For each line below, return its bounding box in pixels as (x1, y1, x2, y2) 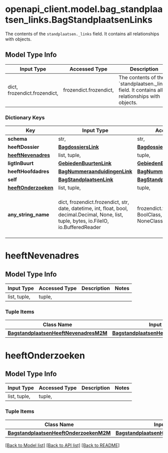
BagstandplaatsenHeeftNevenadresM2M (7, 330, 107, 337)
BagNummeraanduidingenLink (58, 168, 132, 175)
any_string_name (7, 211, 49, 218)
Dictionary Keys (5, 114, 45, 121)
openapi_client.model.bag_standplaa (5, 4, 163, 15)
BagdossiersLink (58, 144, 99, 151)
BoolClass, (137, 211, 162, 218)
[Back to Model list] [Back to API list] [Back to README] (5, 442, 120, 448)
